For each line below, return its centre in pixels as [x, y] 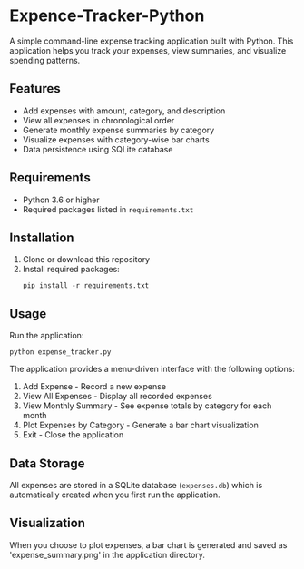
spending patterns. [45, 60]
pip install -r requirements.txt [86, 286]
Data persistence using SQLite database [98, 149]
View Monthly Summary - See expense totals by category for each [147, 406]
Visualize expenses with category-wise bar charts [116, 139]
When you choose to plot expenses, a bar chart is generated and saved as [148, 544]
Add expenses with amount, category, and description [124, 111]
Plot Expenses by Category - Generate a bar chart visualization [140, 425]
